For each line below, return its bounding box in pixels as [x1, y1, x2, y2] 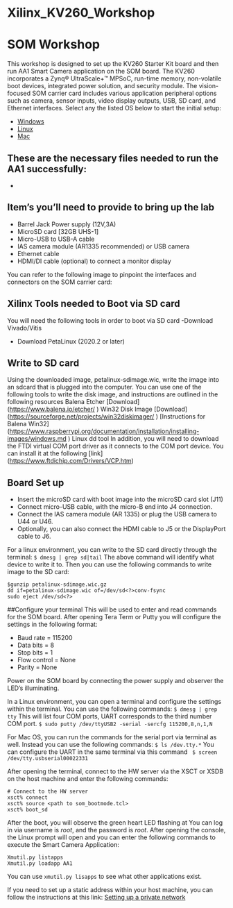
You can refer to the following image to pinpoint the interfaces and [7, 270, 197, 278]
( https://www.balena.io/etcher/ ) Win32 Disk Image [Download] [7, 405, 188, 414]
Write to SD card [7, 357, 80, 369]
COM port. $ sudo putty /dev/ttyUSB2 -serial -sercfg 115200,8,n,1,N [7, 720, 213, 728]
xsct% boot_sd [7, 807, 49, 814]
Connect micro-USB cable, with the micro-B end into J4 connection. [17, 503, 213, 511]
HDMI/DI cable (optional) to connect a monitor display [17, 257, 171, 265]
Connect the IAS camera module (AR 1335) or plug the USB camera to [17, 510, 217, 519]
